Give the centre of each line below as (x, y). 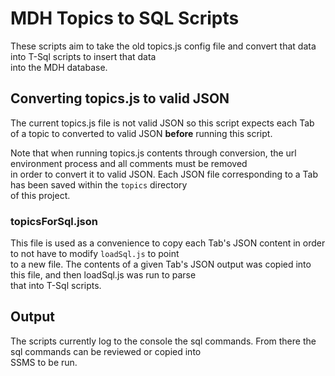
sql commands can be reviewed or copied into (106, 351)
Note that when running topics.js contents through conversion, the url (153, 153)
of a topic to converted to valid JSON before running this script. (141, 133)
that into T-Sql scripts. (56, 286)
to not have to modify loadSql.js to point (95, 254)
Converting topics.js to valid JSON (120, 98)
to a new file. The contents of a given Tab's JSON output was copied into (161, 264)
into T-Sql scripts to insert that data (83, 56)
